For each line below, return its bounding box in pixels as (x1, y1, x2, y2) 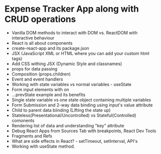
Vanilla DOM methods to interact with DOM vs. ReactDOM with (11, 30, 138, 35)
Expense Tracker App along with (4, 3, 139, 15)
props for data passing (11, 66, 58, 71)
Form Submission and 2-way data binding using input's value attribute (11, 102, 153, 108)
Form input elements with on (11, 86, 69, 92)
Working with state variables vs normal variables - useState (11, 81, 132, 87)
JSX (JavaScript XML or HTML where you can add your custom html (11, 50, 150, 56)
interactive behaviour (11, 35, 55, 41)
